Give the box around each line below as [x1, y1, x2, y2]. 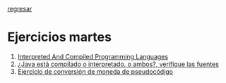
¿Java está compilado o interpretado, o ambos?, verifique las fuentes [17, 60, 219, 68]
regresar [7, 5, 32, 13]
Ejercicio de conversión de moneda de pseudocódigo [17, 67, 173, 75]
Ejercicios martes [7, 30, 112, 45]
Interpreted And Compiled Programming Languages [17, 52, 168, 60]
